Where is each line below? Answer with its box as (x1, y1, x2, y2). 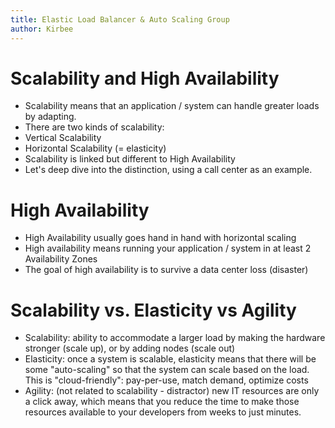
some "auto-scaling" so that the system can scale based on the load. (24, 364, 310, 376)
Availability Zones (24, 253, 98, 265)
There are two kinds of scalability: (24, 121, 165, 133)
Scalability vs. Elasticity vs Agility (10, 299, 297, 321)
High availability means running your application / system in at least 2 (24, 242, 312, 255)
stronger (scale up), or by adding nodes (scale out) (24, 342, 236, 355)
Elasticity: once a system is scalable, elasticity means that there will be (24, 353, 317, 365)
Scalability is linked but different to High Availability (24, 153, 236, 165)
